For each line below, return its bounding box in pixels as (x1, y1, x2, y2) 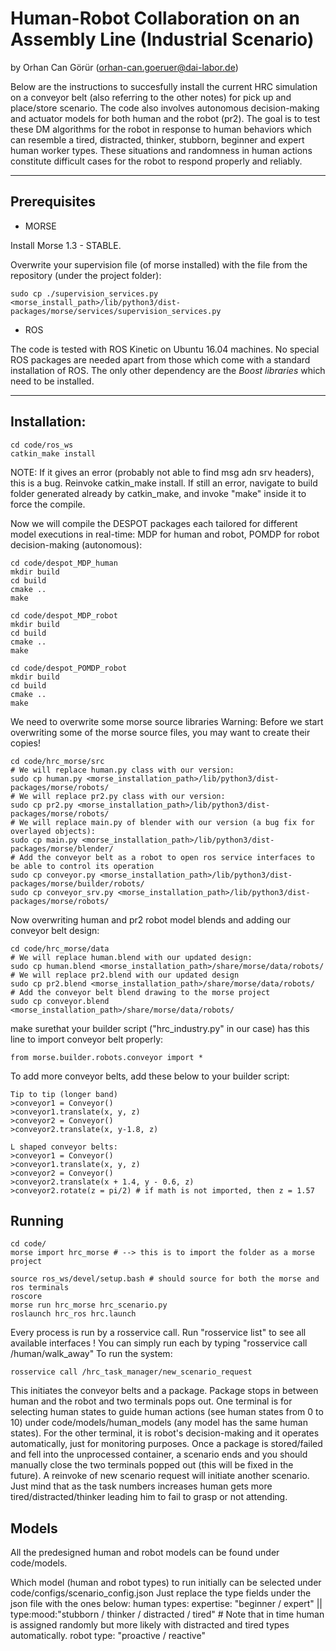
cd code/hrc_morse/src (10, 756, 105, 766)
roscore (10, 1292, 43, 1302)
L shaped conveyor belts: (10, 1142, 118, 1152)
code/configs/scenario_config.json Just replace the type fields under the (10, 1587, 312, 1599)
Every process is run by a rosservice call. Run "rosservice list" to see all (10, 1327, 307, 1339)
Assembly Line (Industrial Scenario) (10, 28, 315, 51)
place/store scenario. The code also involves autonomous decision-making (10, 102, 320, 114)
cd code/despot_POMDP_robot (10, 663, 128, 673)
